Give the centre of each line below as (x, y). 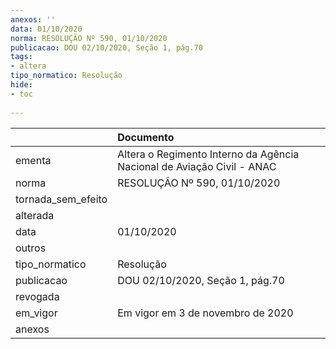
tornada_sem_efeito (61, 199)
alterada (35, 215)
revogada (37, 296)
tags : (21, 57)
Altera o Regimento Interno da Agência (208, 154)
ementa (33, 160)
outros (31, 248)
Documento (146, 137)
